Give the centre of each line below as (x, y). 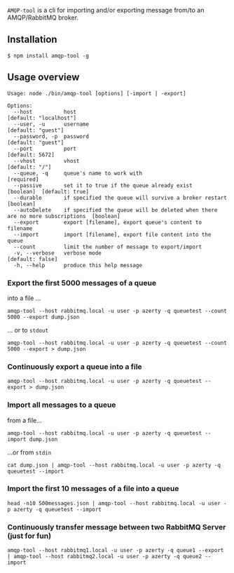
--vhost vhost (47, 161)
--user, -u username (51, 124)
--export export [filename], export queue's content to (108, 222)
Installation (32, 40)
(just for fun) (29, 536)
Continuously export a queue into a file (75, 366)
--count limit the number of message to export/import (108, 247)
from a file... (25, 420)
